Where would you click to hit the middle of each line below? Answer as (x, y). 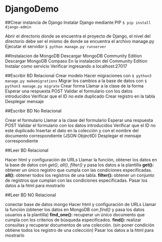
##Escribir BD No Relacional (33, 111)
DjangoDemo (32, 9)
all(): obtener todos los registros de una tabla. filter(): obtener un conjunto (80, 175)
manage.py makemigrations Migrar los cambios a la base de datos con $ (76, 81)
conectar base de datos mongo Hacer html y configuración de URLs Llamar (81, 204)
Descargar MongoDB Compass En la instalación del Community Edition (76, 61)
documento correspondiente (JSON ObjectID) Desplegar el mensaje (73, 136)
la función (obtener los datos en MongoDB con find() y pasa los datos (75, 209)
